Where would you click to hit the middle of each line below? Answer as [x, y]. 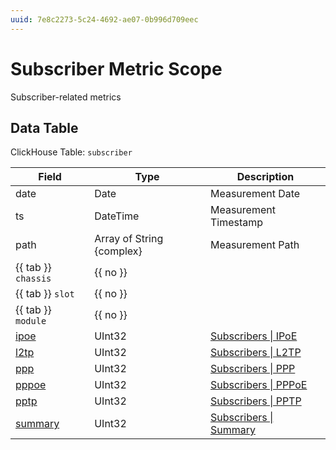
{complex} [118, 251]
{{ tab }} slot [45, 294]
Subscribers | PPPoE [258, 385]
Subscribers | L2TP [255, 353]
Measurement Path [254, 245]
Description [265, 177]
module [31, 321]
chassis [33, 279]
